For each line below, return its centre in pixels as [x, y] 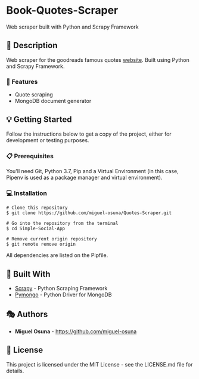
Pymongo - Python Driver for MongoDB [63, 295]
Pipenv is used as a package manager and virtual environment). [84, 178]
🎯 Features [22, 82]
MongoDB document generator [53, 101]
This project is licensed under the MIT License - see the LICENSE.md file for [99, 364]
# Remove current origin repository [52, 239]
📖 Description [32, 46]
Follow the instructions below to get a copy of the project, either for [89, 134]
